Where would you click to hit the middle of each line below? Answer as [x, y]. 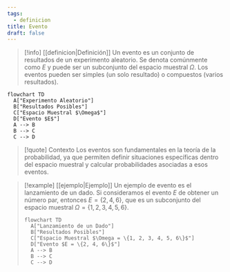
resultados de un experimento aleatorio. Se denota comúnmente [116, 60]
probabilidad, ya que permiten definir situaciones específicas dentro [121, 157]
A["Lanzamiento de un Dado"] [73, 226]
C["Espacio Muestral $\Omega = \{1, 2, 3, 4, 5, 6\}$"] [113, 238]
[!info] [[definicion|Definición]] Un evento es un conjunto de [109, 53]
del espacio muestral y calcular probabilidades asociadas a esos [116, 165]
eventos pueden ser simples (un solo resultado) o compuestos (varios [123, 75]
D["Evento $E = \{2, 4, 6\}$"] [76, 244]
